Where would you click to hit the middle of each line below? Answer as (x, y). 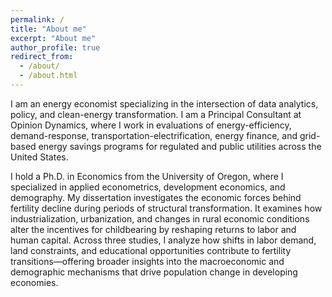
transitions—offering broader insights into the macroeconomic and (147, 261)
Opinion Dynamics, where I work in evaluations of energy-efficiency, (151, 125)
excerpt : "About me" (53, 38)
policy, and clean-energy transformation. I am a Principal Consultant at (156, 114)
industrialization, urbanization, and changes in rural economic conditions (160, 218)
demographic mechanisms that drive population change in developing (154, 272)
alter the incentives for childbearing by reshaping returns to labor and (153, 229)
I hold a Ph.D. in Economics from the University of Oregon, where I (147, 176)
